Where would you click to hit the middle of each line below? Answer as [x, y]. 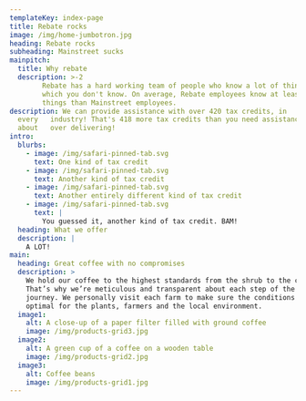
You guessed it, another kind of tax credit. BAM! [140, 221]
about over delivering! [67, 129]
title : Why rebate [53, 69]
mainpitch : [30, 60]
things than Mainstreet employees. [110, 103]
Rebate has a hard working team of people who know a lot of [161, 86]
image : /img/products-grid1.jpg [87, 382]
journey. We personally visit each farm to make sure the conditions [161, 297]
